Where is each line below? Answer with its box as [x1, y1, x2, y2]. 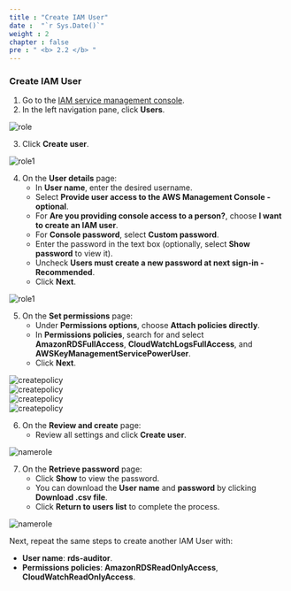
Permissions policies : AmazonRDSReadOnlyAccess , [21, 563, 218, 573]
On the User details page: [21, 173, 118, 184]
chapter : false [9, 37, 69, 47]
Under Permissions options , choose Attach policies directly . [34, 320, 261, 331]
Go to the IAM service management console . [21, 95, 185, 106]
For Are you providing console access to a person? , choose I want [34, 211, 282, 221]
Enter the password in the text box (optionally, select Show [34, 239, 250, 249]
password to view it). [34, 249, 113, 259]
